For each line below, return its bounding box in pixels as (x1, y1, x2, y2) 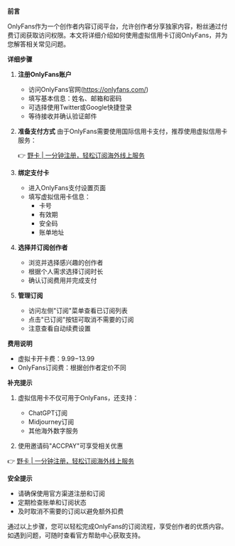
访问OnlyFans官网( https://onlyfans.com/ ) (28, 85, 149, 93)
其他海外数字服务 (28, 426, 79, 435)
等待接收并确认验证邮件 (28, 112, 97, 120)
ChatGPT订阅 (28, 409, 67, 417)
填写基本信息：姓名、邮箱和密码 (28, 94, 122, 103)
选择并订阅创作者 (17, 243, 68, 251)
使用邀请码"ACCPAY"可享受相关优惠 (17, 441, 124, 450)
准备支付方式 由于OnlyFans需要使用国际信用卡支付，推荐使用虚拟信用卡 (17, 127, 228, 135)
